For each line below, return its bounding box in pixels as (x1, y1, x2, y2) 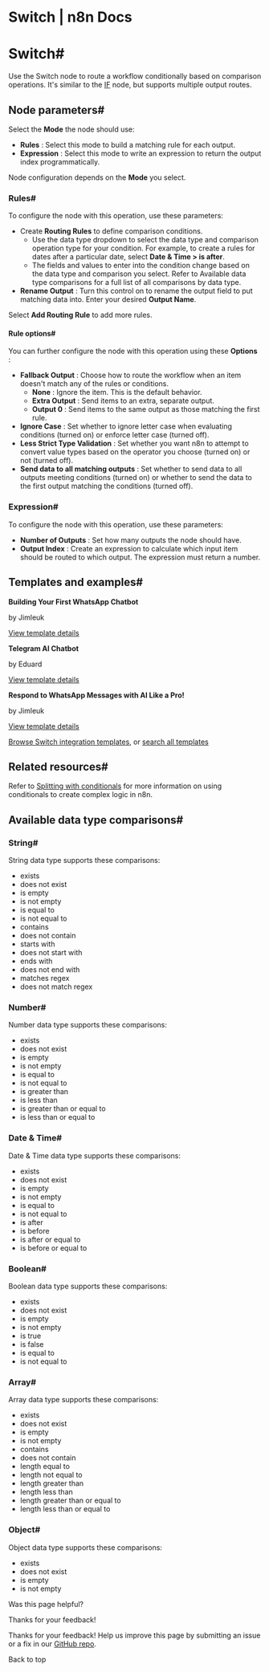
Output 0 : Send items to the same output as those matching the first (31, 405, 260, 414)
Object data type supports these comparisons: (8, 1542, 163, 1552)
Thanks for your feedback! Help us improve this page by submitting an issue (8, 1630, 261, 1640)
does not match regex (19, 982, 93, 991)
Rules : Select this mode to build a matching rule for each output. (19, 140, 235, 149)
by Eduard (8, 659, 43, 669)
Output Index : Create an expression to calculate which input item (19, 543, 238, 553)
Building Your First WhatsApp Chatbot (8, 596, 139, 606)
